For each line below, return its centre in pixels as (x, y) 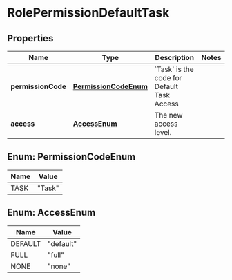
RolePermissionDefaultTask (88, 13)
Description (175, 58)
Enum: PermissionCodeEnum (71, 157)
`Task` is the (174, 69)
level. (163, 132)
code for (168, 78)
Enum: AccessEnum (51, 213)
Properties (30, 38)
